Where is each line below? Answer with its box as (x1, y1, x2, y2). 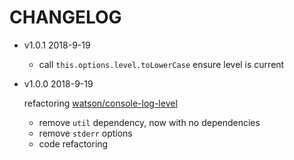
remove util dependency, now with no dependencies (38, 116, 261, 128)
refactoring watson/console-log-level (23, 97, 178, 109)
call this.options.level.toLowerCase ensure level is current (38, 58, 285, 70)
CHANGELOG (9, 6, 122, 29)
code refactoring (38, 137, 109, 150)
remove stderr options (38, 127, 133, 139)
